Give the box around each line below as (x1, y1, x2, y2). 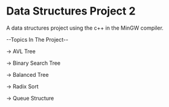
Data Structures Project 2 (6, 4, 136, 18)
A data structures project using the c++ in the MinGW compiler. (6, 24, 164, 31)
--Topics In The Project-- (6, 36, 68, 43)
